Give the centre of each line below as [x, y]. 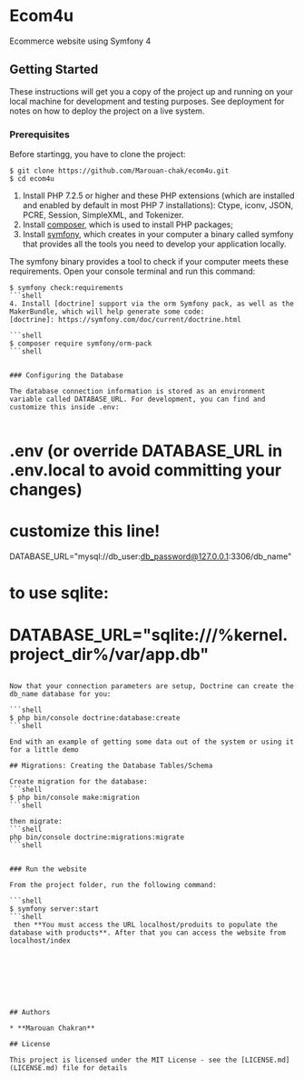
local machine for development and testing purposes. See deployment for [147, 101]
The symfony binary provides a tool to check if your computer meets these [149, 262]
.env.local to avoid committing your [146, 470]
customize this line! [85, 531]
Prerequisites [39, 135]
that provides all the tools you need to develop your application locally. [154, 244]
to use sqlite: [59, 593]
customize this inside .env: [64, 407]
